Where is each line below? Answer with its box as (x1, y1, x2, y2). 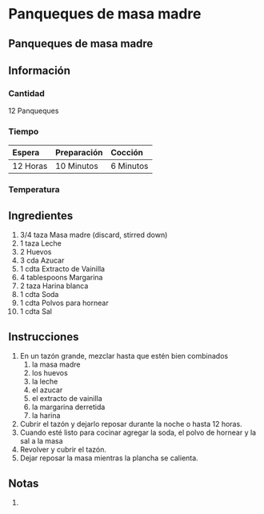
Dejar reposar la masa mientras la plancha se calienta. (19, 453, 198, 463)
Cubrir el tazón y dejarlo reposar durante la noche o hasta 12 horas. (19, 420, 242, 429)
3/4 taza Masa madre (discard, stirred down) (19, 230, 168, 240)
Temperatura (8, 184, 60, 195)
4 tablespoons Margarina (19, 273, 103, 283)
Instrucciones (8, 330, 79, 343)
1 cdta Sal (19, 307, 52, 316)
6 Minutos (110, 160, 149, 171)
